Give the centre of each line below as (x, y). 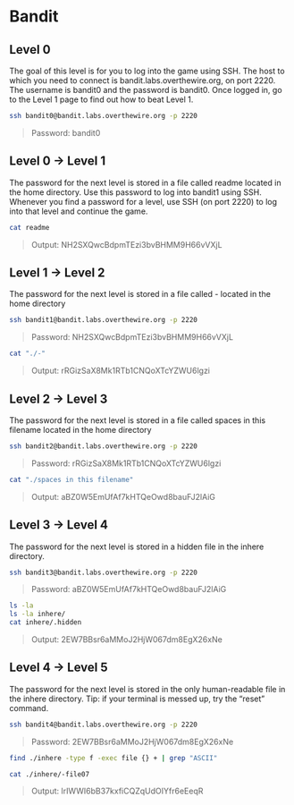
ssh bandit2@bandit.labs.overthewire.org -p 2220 (104, 446)
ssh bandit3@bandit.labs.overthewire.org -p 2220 (104, 572)
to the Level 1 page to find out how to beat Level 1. (101, 99)
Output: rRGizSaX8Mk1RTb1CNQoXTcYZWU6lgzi (121, 371)
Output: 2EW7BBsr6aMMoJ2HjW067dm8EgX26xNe (127, 640)
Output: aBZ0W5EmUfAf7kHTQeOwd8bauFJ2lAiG (123, 496)
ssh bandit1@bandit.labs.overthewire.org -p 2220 (104, 320)
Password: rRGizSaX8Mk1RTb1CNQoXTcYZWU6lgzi (126, 463)
